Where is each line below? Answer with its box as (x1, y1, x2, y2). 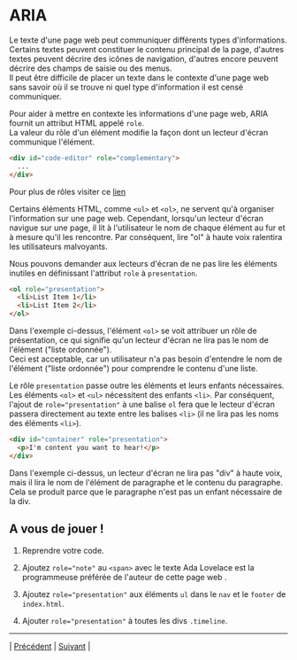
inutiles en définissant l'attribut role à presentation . (9, 268, 198, 278)
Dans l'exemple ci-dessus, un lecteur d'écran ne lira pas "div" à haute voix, (9, 467, 283, 478)
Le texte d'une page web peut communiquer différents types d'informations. (9, 35, 287, 45)
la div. (9, 495, 31, 506)
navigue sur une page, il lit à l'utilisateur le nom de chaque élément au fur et (9, 222, 286, 233)
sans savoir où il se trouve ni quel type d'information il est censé (9, 82, 244, 92)
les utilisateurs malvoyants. (9, 241, 108, 252)
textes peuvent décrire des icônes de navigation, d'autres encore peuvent (9, 53, 278, 64)
